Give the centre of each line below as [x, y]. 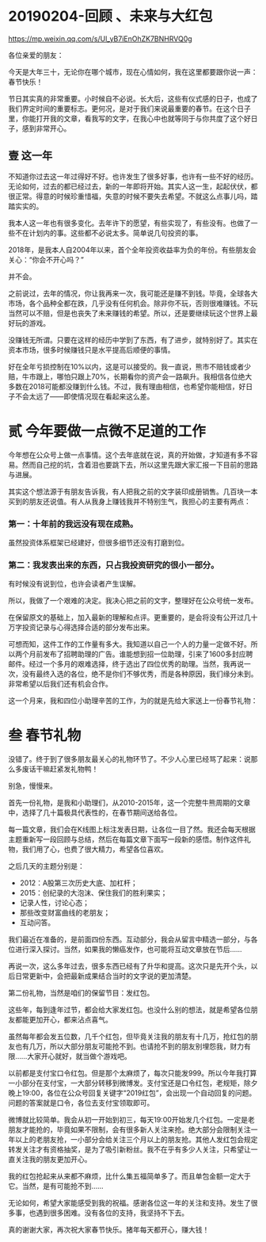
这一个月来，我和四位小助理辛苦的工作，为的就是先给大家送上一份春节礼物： [133, 701]
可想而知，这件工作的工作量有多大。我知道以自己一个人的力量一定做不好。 [129, 644]
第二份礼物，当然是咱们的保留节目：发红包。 [81, 993]
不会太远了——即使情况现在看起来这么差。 [84, 396]
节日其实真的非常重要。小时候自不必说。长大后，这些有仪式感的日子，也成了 [133, 98]
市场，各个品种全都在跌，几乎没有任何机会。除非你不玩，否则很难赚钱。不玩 [133, 303]
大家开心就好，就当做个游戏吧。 [80, 1057]
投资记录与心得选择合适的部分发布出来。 [88, 628]
